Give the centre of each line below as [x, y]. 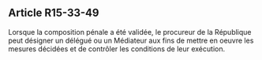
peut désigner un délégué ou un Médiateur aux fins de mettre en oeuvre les [131, 40]
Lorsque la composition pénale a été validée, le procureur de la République [130, 32]
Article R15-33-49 [54, 13]
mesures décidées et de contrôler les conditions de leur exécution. [117, 49]
